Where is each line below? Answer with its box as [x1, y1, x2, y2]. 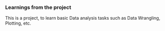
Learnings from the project [5, 4, 71, 11]
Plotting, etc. [5, 20, 31, 26]
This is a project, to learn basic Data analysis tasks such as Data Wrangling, [5, 15, 161, 21]
